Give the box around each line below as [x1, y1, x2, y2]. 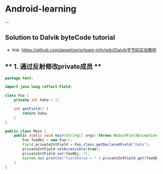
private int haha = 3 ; [14, 98, 60, 103]
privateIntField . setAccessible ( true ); [22, 147, 101, 152]
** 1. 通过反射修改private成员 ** [5, 63, 102, 71]
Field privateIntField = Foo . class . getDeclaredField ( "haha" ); [22, 142, 151, 147]
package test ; [5, 76, 34, 80]
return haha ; [22, 111, 49, 116]
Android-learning [5, 3, 77, 15]
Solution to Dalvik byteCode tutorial [5, 33, 115, 42]
